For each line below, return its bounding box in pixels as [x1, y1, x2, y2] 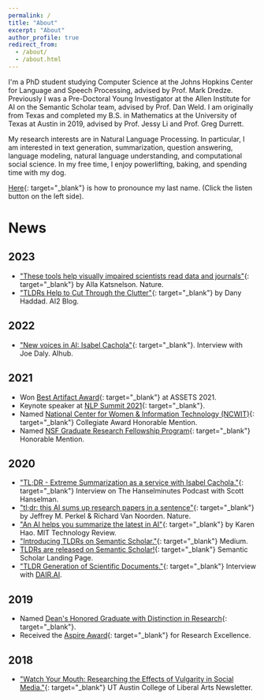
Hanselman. [19, 494, 59, 505]
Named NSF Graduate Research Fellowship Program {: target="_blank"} [19, 426, 251, 435]
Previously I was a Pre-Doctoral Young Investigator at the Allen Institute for [8, 94, 251, 103]
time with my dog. [8, 167, 67, 177]
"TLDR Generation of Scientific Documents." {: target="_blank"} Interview [19, 561, 256, 572]
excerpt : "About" [8, 26, 65, 34]
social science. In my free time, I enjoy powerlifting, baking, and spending [8, 159, 247, 169]
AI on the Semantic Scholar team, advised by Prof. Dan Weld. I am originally [8, 102, 254, 111]
